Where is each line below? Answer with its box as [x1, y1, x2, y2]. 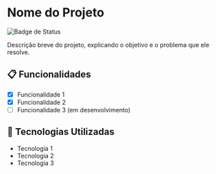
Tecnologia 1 [16, 144, 53, 152]
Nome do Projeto [7, 5, 105, 21]
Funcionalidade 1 [16, 90, 65, 99]
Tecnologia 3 [16, 159, 54, 167]
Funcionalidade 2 [16, 98, 67, 106]
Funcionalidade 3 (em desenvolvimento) [16, 105, 131, 114]
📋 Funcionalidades [7, 69, 91, 80]
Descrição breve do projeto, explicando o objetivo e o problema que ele [7, 40, 210, 49]
